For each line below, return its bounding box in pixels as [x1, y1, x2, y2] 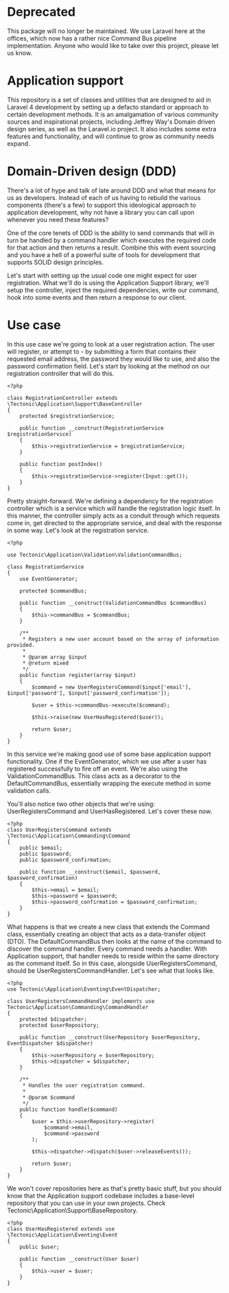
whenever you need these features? [7, 215, 109, 223]
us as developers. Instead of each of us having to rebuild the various [7, 193, 201, 201]
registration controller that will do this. [7, 369, 114, 377]
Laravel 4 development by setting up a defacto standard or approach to [7, 102, 209, 111]
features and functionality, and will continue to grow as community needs [7, 132, 215, 140]
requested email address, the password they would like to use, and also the [7, 355, 220, 363]
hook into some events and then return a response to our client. [7, 293, 187, 301]
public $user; [19, 1244, 60, 1250]
